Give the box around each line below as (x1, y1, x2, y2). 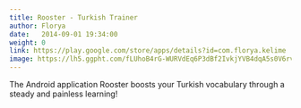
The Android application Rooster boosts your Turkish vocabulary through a (9, 79, 285, 89)
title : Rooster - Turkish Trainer (9, 12, 139, 22)
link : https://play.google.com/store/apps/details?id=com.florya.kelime (9, 46, 287, 55)
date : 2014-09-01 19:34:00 (9, 29, 118, 38)
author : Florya (9, 21, 66, 30)
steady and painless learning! (9, 88, 118, 99)
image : (9, 54, 34, 63)
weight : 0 (9, 37, 47, 47)
